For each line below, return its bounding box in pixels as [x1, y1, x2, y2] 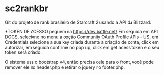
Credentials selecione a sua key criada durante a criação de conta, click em [5, 39, 159, 45]
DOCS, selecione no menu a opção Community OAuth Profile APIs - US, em [5, 34, 159, 40]
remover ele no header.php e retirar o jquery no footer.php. [5, 64, 125, 70]
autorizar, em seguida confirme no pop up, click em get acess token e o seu [5, 44, 159, 50]
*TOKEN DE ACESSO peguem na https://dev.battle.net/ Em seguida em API [5, 28, 158, 34]
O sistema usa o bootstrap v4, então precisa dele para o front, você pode [5, 59, 154, 65]
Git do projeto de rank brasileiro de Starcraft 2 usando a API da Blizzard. [5, 19, 152, 25]
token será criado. [5, 50, 42, 55]
